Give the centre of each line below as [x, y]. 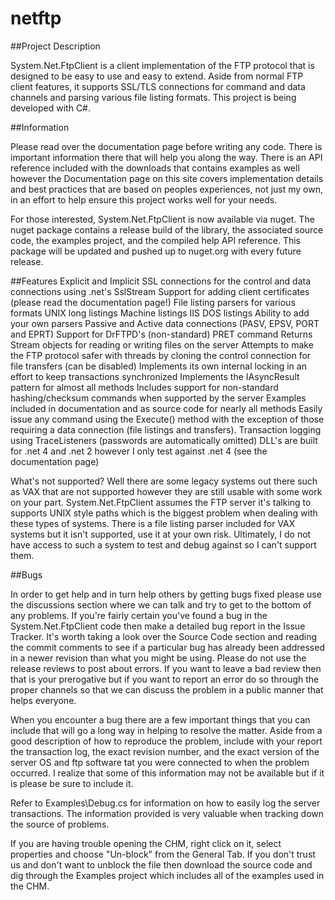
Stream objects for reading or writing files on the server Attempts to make [162, 344]
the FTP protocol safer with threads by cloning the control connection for [161, 355]
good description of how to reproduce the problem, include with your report [166, 741]
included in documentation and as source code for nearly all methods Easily [166, 408]
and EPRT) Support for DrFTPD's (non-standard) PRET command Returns [161, 334]
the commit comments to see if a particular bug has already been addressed [167, 647]
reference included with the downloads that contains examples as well [155, 168]
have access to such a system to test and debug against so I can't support [163, 544]
